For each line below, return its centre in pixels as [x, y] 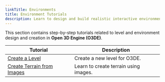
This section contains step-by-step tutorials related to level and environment [82, 33]
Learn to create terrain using [107, 66]
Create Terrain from [30, 66]
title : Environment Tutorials [36, 14]
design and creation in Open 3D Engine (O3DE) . [54, 38]
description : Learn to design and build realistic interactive [71, 19]
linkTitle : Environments [30, 10]
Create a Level [24, 58]
